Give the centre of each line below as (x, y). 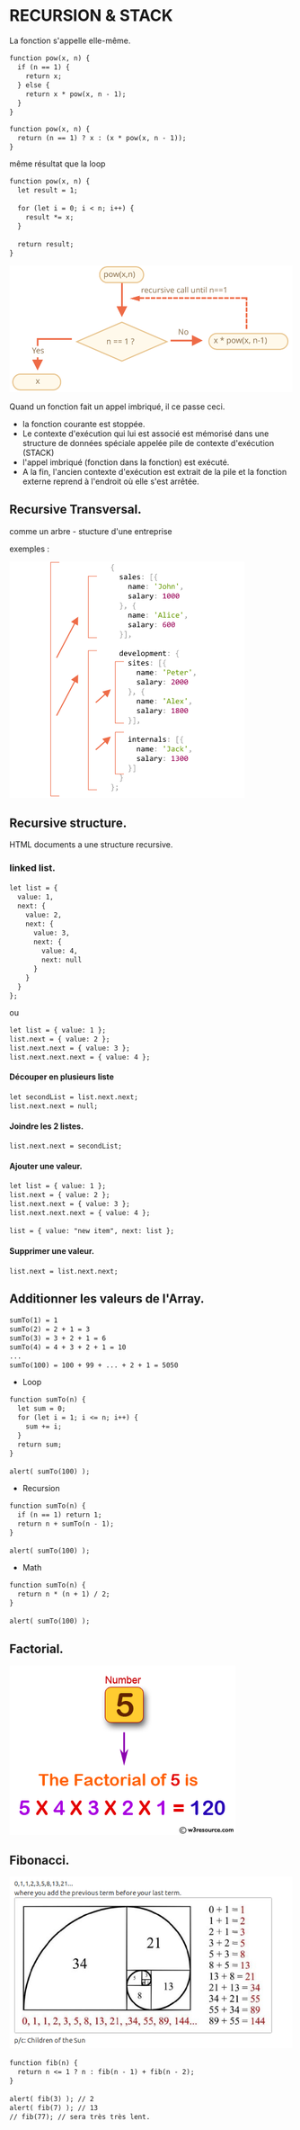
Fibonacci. (40, 1860)
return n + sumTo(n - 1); (66, 1524)
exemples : (30, 549)
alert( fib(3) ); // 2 (52, 2099)
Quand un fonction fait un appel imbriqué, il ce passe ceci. (117, 407)
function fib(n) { (44, 2063)
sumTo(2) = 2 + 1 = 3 (50, 1329)
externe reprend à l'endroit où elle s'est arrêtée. (110, 481)
